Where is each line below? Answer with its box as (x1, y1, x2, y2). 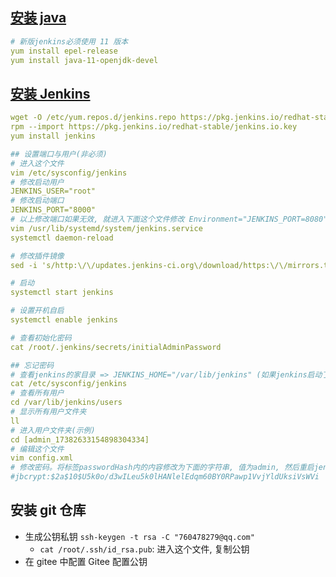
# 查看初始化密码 (10, 333, 72, 343)
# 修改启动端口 (10, 196, 65, 206)
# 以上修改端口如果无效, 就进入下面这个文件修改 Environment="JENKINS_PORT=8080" (10, 214, 328, 224)
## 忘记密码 (10, 360, 55, 370)
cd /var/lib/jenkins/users (10, 398, 123, 408)
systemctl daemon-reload (10, 233, 114, 243)
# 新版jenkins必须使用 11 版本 (10, 36, 129, 47)
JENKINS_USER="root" (10, 186, 97, 197)
